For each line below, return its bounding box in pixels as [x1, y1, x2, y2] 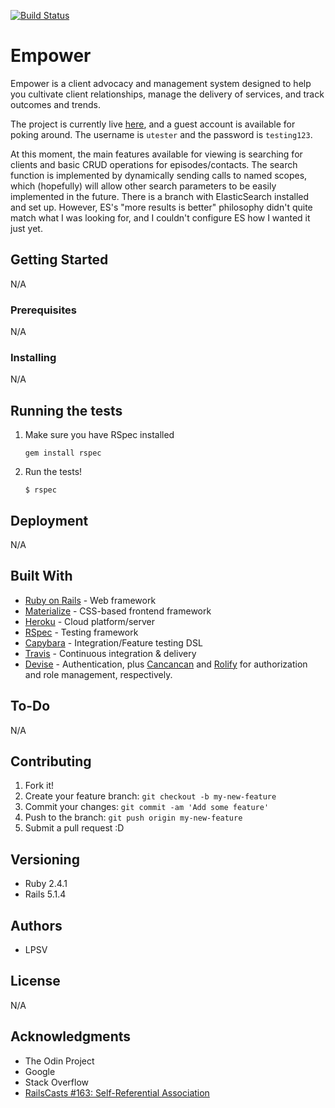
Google [24, 1065, 56, 1077]
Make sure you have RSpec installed [24, 429, 175, 441]
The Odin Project [24, 1055, 95, 1067]
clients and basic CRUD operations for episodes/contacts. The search [10, 158, 298, 170]
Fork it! [24, 780, 55, 792]
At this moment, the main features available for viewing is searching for [10, 148, 303, 160]
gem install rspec [24, 448, 102, 459]
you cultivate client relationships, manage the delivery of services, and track [10, 88, 325, 100]
